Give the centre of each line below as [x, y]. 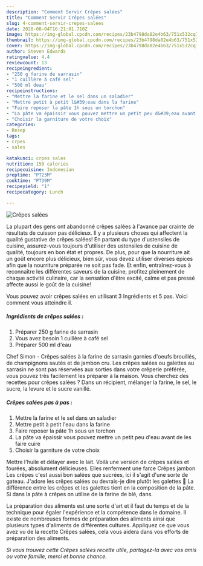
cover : [14, 46]
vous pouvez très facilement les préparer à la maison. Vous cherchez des [98, 376]
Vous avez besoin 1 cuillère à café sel [61, 338]
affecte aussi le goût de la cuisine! [49, 284]
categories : [21, 125]
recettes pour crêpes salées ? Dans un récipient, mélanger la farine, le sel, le [101, 382]
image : [14, 35]
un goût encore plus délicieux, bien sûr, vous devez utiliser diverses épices [100, 258]
